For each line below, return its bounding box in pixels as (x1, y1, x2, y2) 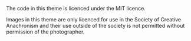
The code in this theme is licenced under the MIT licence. (6, 5, 146, 12)
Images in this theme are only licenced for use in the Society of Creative (6, 16, 182, 23)
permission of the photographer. (6, 28, 85, 35)
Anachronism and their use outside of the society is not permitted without (6, 23, 185, 29)
